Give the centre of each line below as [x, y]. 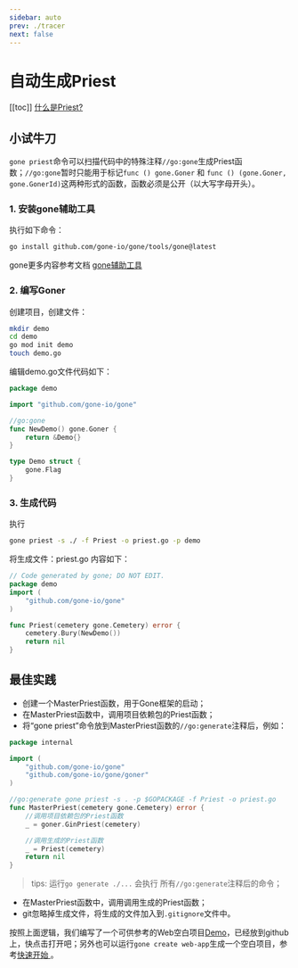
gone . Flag [44, 470]
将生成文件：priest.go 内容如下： [70, 559]
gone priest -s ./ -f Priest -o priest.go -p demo [105, 541]
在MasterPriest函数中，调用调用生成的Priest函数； [114, 903]
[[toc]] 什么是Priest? [46, 107]
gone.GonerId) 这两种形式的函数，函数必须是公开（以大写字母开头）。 [135, 184]
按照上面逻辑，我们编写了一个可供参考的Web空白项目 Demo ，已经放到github [149, 932]
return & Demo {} [53, 437]
